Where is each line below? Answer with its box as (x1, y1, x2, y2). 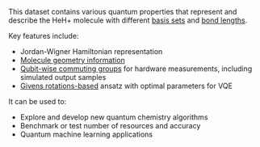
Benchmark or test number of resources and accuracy (19, 121, 201, 130)
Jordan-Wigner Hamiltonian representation (19, 47, 163, 56)
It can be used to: (8, 97, 67, 106)
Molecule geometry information (19, 56, 125, 65)
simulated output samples (19, 73, 107, 82)
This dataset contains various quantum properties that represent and (8, 7, 237, 16)
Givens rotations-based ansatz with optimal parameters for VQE (19, 81, 233, 90)
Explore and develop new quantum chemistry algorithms (19, 112, 208, 122)
